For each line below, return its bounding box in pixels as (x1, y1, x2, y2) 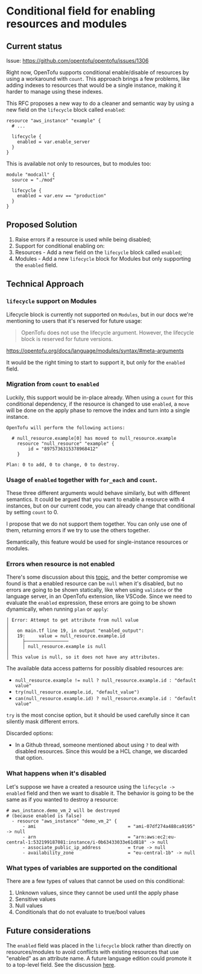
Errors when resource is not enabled (6, 560, 115, 568)
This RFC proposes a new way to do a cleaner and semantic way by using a (6, 100, 194, 107)
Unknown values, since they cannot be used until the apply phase (14, 889, 179, 896)
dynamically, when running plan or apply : (6, 605, 109, 613)
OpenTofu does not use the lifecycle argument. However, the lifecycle (21, 329, 194, 336)
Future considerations (6, 926, 92, 936)
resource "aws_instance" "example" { (6, 118, 101, 124)
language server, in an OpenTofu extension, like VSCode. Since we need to (6, 593, 192, 600)
